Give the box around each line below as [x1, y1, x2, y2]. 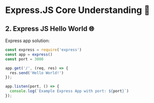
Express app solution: [5, 37, 50, 43]
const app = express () [5, 52, 53, 57]
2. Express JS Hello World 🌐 [5, 24, 94, 33]
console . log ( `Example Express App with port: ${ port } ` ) [10, 88, 129, 94]
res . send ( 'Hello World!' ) [10, 70, 64, 75]
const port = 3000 [5, 56, 44, 61]
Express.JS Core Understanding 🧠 [5, 4, 150, 16]
